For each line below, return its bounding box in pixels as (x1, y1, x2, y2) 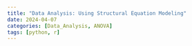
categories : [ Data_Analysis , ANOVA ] (7, 22, 113, 29)
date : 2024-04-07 (7, 16, 57, 23)
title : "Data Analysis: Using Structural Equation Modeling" (7, 9, 187, 17)
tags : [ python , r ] (7, 28, 60, 36)
